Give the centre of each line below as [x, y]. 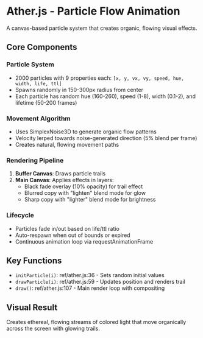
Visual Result [32, 307]
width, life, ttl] [38, 83]
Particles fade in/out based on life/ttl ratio [67, 228]
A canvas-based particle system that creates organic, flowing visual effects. [102, 28]
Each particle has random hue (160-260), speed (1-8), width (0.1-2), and [105, 96]
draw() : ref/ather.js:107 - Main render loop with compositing [90, 288]
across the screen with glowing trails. [53, 329]
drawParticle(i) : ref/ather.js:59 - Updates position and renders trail [100, 282]
